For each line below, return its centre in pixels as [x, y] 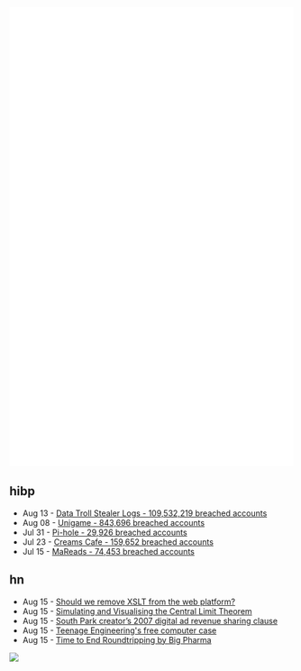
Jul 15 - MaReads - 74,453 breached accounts [109, 551]
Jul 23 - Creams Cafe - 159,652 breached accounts [118, 542]
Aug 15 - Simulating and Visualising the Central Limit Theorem [137, 611]
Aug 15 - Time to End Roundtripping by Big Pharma [117, 639]
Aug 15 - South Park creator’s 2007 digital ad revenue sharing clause [150, 620]
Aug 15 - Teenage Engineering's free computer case [119, 630]
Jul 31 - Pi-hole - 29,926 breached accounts [105, 532]
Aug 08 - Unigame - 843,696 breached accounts [114, 522]
